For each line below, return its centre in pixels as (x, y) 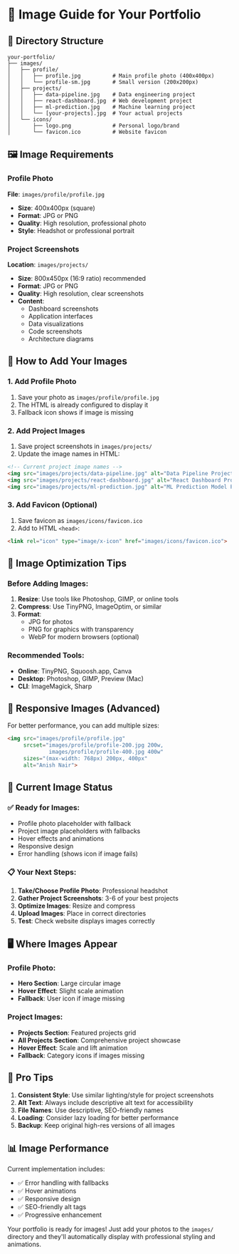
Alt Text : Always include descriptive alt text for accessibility (105, 1102)
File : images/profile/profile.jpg (56, 194)
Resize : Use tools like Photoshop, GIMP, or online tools (98, 599)
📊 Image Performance (58, 1148)
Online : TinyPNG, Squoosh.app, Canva (75, 671)
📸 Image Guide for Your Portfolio (104, 15)
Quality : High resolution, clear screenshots (81, 293)
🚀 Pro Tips (30, 1078)
